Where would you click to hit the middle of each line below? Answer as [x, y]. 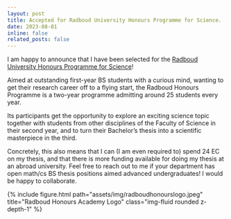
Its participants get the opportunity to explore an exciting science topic [108, 116]
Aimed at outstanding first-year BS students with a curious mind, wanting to [115, 80]
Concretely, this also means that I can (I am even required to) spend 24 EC [113, 152]
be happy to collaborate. [42, 181]
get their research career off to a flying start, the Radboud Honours [103, 88]
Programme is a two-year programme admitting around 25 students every [113, 95]
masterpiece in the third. [42, 138]
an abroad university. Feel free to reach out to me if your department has [111, 166]
